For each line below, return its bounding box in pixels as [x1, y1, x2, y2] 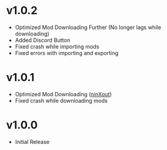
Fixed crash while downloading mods [14, 97, 108, 104]
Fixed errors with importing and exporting [14, 49, 119, 56]
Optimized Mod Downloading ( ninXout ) [14, 90, 112, 97]
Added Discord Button [14, 36, 71, 44]
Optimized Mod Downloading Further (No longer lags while [14, 24, 162, 31]
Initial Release [14, 138, 50, 145]
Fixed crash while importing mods [14, 43, 99, 50]
